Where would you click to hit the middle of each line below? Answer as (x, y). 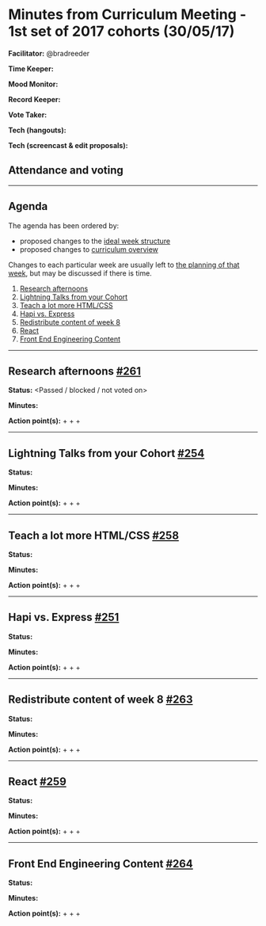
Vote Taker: (28, 114)
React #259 (38, 782)
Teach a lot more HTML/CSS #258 (94, 535)
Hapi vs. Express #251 (64, 617)
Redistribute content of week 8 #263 (101, 700)
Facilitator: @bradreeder (49, 53)
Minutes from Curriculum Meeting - (127, 15)
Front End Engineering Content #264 (101, 864)
